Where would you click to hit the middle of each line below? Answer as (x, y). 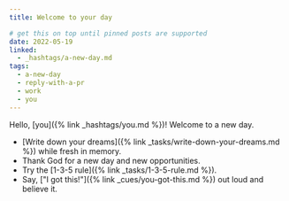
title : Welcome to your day (61, 17)
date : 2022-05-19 (41, 42)
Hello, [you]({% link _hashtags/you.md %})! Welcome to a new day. (132, 124)
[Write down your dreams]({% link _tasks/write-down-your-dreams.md (151, 142)
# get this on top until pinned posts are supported (108, 33)
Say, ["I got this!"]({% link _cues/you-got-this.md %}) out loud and (143, 179)
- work (29, 91)
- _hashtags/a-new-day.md (65, 58)
